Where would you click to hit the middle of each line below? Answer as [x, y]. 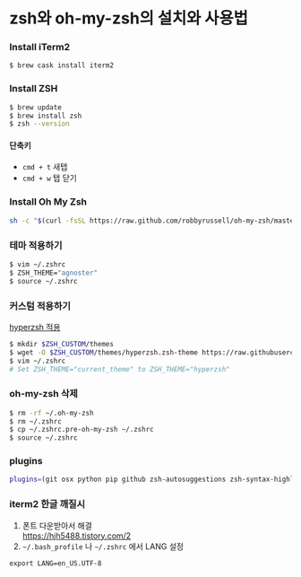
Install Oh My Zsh [48, 202]
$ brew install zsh [46, 116]
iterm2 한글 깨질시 [47, 504]
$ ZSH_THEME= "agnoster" [54, 273]
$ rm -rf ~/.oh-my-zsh [52, 413]
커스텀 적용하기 [40, 306]
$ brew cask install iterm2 [62, 66]
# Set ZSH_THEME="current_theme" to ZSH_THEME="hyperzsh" [120, 369]
